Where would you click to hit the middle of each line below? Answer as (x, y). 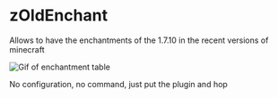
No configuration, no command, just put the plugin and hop (119, 84)
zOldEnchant (59, 16)
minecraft (27, 49)
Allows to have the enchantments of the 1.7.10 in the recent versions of (139, 40)
